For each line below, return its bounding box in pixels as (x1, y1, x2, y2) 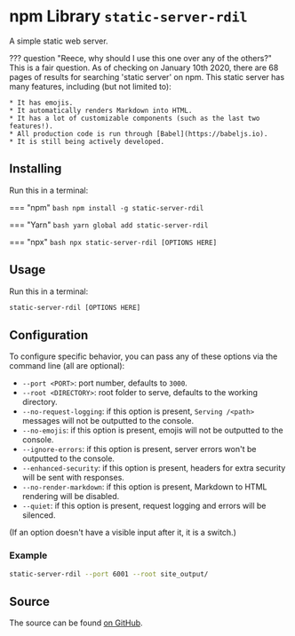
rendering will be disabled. (21, 491, 120, 502)
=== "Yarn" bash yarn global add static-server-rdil (9, 219, 209, 230)
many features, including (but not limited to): (9, 81, 171, 91)
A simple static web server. (9, 36, 108, 46)
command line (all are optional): (9, 361, 125, 371)
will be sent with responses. (21, 473, 124, 483)
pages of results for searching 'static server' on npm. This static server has (9, 71, 285, 82)
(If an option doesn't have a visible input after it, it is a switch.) (9, 527, 237, 538)
